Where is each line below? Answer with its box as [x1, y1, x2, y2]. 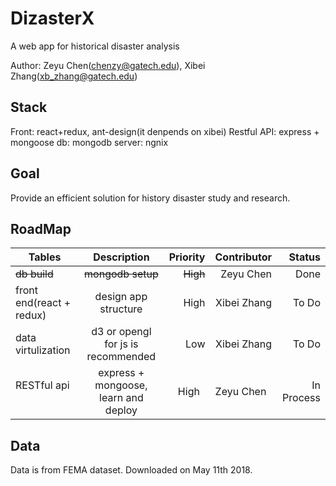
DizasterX [10, 7, 95, 30]
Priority [168, 250, 206, 264]
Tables [28, 250, 62, 264]
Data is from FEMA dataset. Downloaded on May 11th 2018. [10, 464, 253, 476]
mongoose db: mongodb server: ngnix [10, 136, 169, 148]
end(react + [15, 296, 72, 310]
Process [282, 391, 321, 405]
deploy [104, 403, 138, 417]
